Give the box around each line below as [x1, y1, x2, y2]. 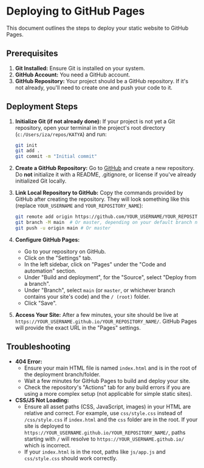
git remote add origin [15, 214, 73, 220]
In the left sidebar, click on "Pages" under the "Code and [24, 260, 166, 268]
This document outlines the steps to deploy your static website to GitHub [6, 24, 189, 32]
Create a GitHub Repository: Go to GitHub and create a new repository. [15, 164, 195, 172]
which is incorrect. [24, 441, 71, 449]
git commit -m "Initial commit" [15, 154, 97, 160]
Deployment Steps [6, 101, 78, 112]
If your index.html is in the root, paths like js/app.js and [24, 448, 166, 455]
